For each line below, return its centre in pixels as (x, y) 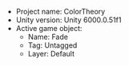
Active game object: (49, 28)
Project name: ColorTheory (60, 12)
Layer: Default (51, 54)
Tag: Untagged (52, 45)
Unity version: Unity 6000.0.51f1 (69, 20)
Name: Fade (48, 37)
